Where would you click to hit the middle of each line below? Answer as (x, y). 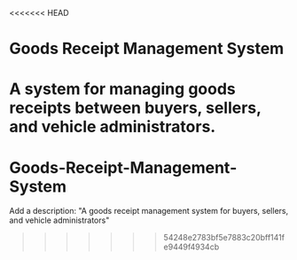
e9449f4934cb (191, 247)
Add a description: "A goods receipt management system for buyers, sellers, (149, 211)
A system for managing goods (123, 89)
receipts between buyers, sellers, (135, 108)
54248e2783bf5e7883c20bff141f (224, 238)
